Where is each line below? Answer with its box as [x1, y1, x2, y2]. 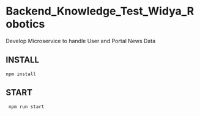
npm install [6, 71, 36, 77]
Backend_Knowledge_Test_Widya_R [6, 4, 194, 18]
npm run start [8, 103, 45, 110]
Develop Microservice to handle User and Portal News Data [6, 37, 156, 44]
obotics [6, 17, 45, 31]
